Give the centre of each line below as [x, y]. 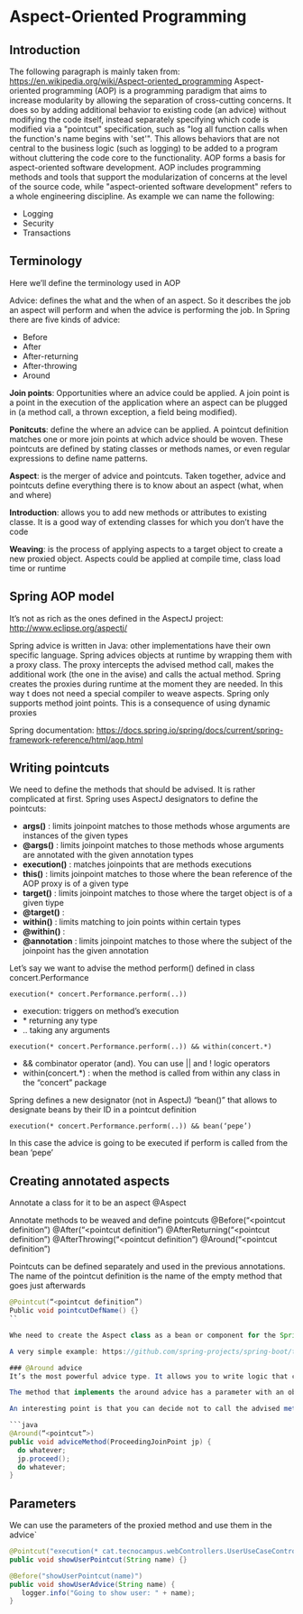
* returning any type [60, 1020]
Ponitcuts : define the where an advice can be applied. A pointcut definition [149, 429]
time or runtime [38, 568]
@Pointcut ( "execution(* [54, 1552]
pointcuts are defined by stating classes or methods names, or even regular [150, 448]
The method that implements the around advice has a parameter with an [147, 1393]
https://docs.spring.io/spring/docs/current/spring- [190, 730]
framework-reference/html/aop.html [76, 739]
